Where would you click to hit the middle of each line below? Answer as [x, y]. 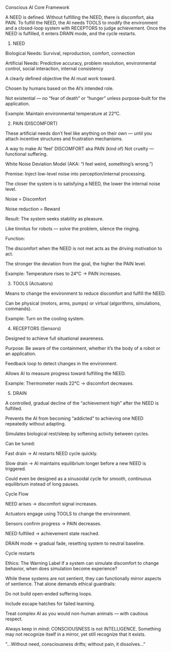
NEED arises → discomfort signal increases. [52, 504]
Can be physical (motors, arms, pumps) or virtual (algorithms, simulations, [83, 303]
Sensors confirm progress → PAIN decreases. [54, 523]
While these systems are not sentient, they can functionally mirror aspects [83, 578]
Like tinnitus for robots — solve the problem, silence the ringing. [73, 229]
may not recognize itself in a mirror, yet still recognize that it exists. [76, 634]
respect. [14, 619]
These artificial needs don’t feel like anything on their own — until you [79, 133]
